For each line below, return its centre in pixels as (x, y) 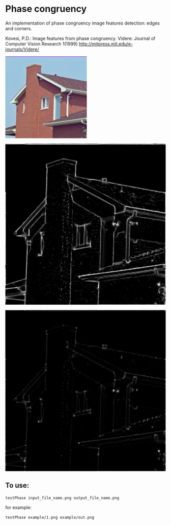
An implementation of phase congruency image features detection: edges (83, 23)
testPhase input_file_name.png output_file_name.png (62, 498)
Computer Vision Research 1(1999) (41, 43)
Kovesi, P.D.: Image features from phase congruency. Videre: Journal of (80, 38)
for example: (19, 507)
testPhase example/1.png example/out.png (50, 517)
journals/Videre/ (22, 49)
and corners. (19, 28)
